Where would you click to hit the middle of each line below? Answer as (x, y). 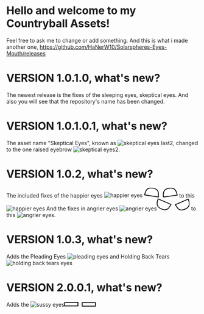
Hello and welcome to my (71, 11)
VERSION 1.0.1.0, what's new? (83, 78)
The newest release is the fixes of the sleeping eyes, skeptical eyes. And (97, 95)
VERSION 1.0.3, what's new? (80, 240)
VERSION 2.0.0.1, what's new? (84, 288)
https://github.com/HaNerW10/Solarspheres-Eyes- (103, 47)
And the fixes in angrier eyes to (121, 209)
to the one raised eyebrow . (63, 149)
